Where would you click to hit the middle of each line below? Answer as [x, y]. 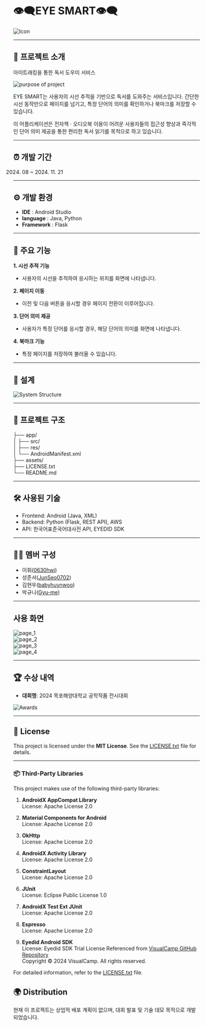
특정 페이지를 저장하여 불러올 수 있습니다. [69, 354]
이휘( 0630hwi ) [39, 570]
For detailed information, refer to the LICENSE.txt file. [78, 973]
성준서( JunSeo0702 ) [46, 578]
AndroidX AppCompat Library [59, 800]
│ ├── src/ [27, 441]
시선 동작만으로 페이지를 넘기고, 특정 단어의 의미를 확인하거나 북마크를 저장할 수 [105, 104]
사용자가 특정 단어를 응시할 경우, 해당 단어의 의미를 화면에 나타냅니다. [102, 329]
